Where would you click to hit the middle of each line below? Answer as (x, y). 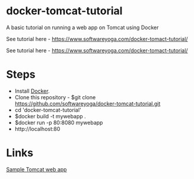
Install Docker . (32, 91)
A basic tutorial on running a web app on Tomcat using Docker (82, 27)
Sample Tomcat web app (36, 169)
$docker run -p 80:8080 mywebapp (59, 123)
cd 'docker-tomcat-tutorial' (48, 110)
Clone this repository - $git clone (55, 97)
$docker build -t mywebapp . (50, 116)
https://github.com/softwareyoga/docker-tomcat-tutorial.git (88, 103)
